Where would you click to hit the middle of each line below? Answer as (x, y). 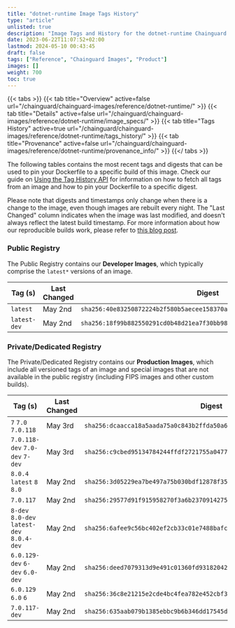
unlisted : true (29, 27)
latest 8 (24, 482)
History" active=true (36, 129)
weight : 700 (24, 72)
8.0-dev (23, 517)
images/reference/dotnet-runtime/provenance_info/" (83, 151)
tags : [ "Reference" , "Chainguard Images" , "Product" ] (87, 60)
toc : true (22, 79)
